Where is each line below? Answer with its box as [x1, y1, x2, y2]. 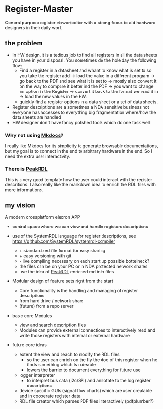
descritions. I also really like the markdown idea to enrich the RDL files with [5, 182, 156, 188]
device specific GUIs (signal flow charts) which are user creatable [19, 388, 152, 394]
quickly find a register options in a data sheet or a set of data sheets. [19, 99, 158, 105]
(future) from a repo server [19, 303, 74, 309]
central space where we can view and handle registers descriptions [12, 224, 148, 229]
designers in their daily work [5, 24, 62, 30]
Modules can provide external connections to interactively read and [19, 327, 156, 333]
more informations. [5, 187, 43, 193]
